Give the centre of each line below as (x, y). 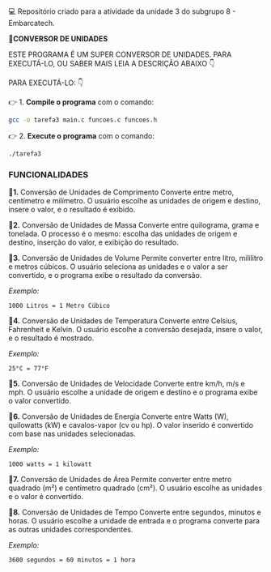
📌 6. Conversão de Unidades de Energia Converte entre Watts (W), (119, 416)
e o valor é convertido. (46, 497)
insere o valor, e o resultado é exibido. (72, 210)
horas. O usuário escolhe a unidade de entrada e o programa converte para (134, 521)
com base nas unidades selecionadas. (72, 434)
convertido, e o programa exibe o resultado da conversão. (105, 275)
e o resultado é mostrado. (51, 338)
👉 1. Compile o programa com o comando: (81, 102)
